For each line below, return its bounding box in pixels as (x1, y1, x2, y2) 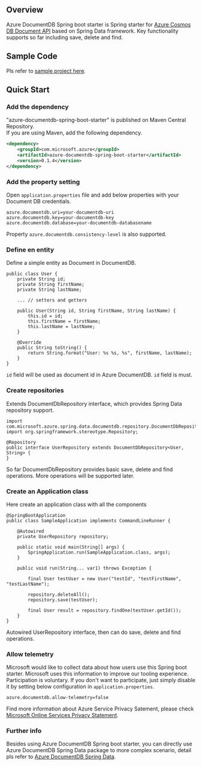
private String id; (17, 276, 66, 282)
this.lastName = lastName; (28, 324, 96, 330)
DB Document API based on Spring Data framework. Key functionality (6, 27, 179, 34)
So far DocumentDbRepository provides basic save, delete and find (6, 466, 173, 473)
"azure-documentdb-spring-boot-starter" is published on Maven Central (6, 116, 186, 124)
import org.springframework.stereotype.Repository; (6, 428, 138, 435)
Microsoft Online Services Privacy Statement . (6, 712, 119, 719)
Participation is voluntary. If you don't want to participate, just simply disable (6, 677, 195, 684)
